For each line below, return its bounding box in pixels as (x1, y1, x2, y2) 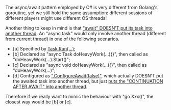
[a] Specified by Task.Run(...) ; (12, 46, 76, 51)
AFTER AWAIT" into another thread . (12, 84, 88, 90)
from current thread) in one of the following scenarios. (5, 36, 120, 42)
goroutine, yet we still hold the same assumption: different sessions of (5, 10, 153, 16)
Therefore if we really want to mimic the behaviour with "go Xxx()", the (5, 94, 154, 99)
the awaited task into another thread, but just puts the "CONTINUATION (12, 78, 163, 84)
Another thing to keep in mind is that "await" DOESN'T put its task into (5, 25, 153, 31)
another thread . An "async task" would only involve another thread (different (5, 31, 166, 36)
